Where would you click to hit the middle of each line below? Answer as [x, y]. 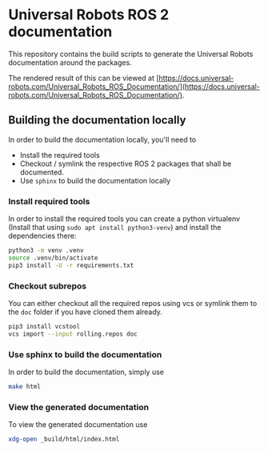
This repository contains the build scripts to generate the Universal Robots [131, 54]
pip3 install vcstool [44, 326]
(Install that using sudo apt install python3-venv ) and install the [115, 228]
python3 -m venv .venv [46, 251]
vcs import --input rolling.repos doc [73, 334]
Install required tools [49, 201]
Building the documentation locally [97, 121]
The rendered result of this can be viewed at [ [84, 78]
